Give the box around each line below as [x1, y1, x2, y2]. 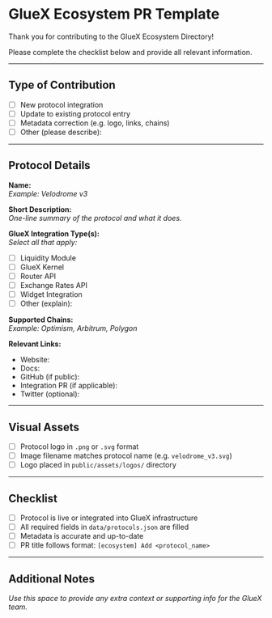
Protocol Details [8, 159, 91, 172]
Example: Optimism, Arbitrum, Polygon [8, 324, 138, 333]
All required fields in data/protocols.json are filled [19, 523, 189, 532]
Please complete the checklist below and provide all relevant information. [8, 47, 253, 57]
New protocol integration [19, 99, 104, 109]
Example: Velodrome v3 [8, 188, 88, 198]
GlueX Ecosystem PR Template [8, 5, 220, 23]
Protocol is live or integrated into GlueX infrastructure [19, 513, 198, 523]
